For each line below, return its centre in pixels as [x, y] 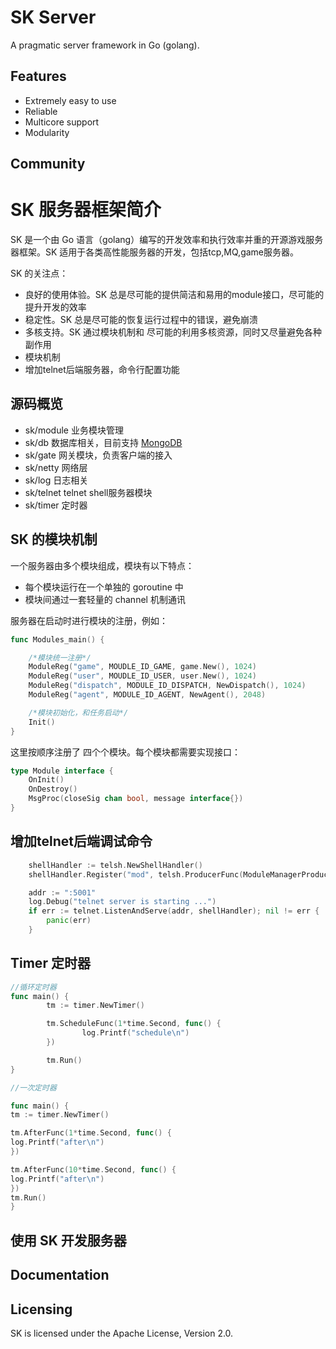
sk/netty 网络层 [56, 467]
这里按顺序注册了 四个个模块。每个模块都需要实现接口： [125, 752]
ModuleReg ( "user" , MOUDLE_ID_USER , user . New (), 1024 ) [142, 676]
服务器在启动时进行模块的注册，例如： [89, 620]
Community [48, 164]
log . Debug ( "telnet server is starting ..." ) [122, 902]
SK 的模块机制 [54, 539]
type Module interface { [62, 771]
